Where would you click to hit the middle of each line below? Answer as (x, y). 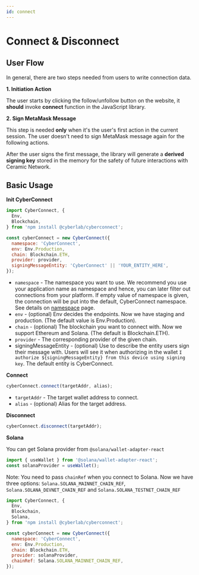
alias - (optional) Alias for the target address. (70, 404)
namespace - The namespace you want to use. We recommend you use (101, 283)
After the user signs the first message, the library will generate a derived (95, 154)
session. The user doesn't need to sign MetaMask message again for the (95, 136)
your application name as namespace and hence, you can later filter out (103, 289)
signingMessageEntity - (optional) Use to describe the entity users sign (102, 346)
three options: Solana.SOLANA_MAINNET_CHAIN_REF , (66, 483)
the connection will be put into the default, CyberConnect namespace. (101, 302)
